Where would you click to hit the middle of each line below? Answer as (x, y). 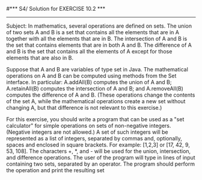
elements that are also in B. (40, 58)
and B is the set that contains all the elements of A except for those (89, 51)
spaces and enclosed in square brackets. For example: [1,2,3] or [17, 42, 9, (98, 145)
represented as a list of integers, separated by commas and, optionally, (94, 138)
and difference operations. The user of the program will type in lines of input (101, 157)
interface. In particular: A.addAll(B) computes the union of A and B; (89, 82)
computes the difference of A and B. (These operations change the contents (101, 95)
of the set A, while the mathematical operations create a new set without (96, 101)
